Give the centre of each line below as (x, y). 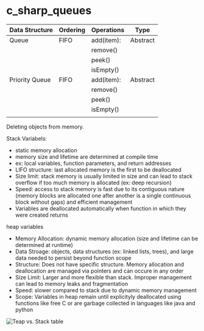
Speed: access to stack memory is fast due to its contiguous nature (100, 189)
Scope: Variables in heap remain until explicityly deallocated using (98, 296)
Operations (108, 30)
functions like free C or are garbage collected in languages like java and (105, 303)
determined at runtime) (44, 245)
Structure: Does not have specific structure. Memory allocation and (100, 264)
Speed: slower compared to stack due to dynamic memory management (106, 290)
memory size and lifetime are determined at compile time (86, 156)
